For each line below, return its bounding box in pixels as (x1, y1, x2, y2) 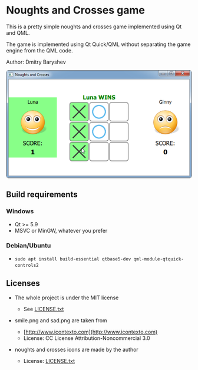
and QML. (6, 29, 30, 36)
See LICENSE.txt (23, 305, 64, 312)
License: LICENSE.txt (23, 357, 75, 364)
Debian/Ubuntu (6, 242, 51, 250)
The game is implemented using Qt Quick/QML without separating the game (6, 41, 191, 48)
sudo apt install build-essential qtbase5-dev (14, 256, 131, 262)
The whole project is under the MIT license (14, 294, 119, 301)
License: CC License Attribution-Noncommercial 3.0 (23, 334, 150, 342)
